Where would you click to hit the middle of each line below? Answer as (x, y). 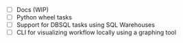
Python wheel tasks (44, 17)
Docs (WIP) (33, 10)
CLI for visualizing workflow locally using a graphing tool (96, 32)
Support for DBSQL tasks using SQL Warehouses (86, 25)
